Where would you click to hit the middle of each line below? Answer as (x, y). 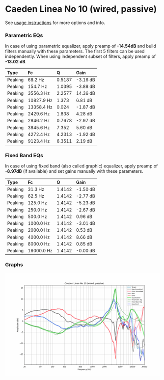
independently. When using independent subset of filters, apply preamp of (81, 56)
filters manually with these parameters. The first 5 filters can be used (75, 51)
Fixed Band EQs (24, 155)
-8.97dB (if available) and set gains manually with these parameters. (74, 171)
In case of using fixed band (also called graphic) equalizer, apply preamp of (82, 166)
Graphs (14, 265)
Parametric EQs (24, 35)
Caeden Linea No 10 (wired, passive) (81, 9)
